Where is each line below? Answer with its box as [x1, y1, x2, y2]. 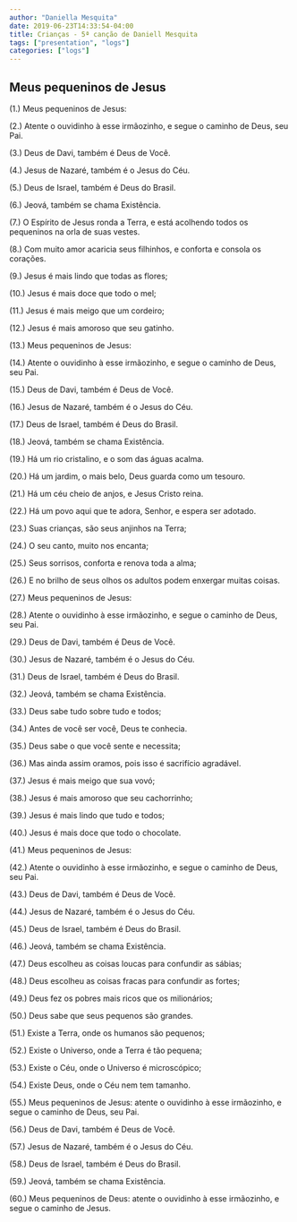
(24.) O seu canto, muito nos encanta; [9, 540, 149, 551]
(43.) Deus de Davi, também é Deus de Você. [9, 888, 176, 900]
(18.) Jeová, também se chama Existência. [9, 436, 165, 447]
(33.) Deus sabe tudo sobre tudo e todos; [9, 705, 162, 716]
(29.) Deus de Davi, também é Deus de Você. [9, 637, 176, 647]
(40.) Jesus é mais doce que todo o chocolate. [9, 827, 182, 838]
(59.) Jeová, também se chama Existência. [9, 1175, 166, 1186]
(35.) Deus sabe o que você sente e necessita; [9, 740, 181, 751]
